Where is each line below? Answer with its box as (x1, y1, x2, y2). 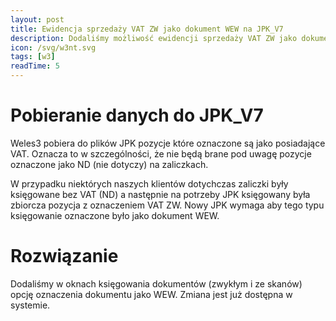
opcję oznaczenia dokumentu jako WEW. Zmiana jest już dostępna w (10, 288, 293, 300)
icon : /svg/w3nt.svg (10, 42, 97, 53)
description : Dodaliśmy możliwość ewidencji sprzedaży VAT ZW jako (10, 33, 298, 43)
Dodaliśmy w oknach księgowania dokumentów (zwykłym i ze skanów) (10, 277, 303, 290)
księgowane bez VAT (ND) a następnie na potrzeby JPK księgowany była (10, 188, 311, 200)
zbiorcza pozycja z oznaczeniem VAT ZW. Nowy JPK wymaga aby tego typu (10, 199, 325, 211)
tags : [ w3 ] (10, 52, 56, 62)
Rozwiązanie (10, 245, 119, 268)
